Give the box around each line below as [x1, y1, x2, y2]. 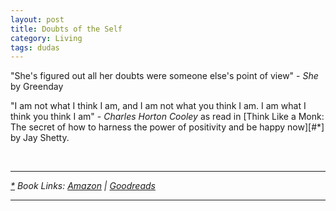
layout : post [10, 14, 65, 25]
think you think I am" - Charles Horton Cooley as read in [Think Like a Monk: [10, 111, 325, 123]
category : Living [10, 33, 83, 43]
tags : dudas [10, 42, 60, 53]
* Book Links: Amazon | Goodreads [10, 180, 156, 192]
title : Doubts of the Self [10, 24, 123, 34]
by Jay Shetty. [10, 132, 70, 144]
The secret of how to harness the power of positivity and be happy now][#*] [10, 121, 325, 133]
